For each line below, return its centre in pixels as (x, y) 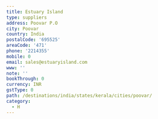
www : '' (16, 68)
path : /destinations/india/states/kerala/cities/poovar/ (79, 96)
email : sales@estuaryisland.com (47, 62)
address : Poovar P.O (32, 23)
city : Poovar (23, 29)
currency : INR (24, 85)
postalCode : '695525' (33, 40)
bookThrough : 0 (25, 79)
